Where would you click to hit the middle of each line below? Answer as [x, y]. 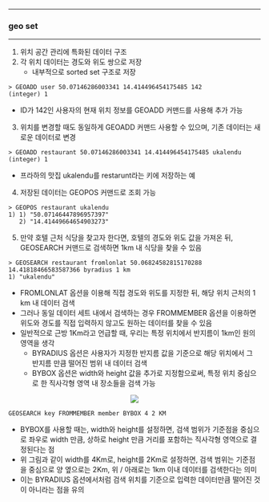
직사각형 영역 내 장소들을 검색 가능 [102, 383]
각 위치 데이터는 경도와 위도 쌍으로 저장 [81, 62]
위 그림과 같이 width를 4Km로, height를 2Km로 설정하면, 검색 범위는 [127, 459]
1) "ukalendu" [32, 277]
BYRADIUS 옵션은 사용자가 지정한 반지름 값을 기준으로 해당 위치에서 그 [143, 353]
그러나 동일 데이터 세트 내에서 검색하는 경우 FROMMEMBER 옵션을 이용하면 [138, 313]
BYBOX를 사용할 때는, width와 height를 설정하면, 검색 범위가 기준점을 [129, 430]
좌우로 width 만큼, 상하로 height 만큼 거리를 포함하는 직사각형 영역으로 [139, 439]
